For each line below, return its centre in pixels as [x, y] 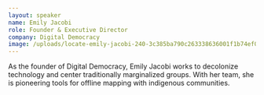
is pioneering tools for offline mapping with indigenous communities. [119, 83]
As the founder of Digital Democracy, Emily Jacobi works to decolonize [123, 66]
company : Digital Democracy [54, 37]
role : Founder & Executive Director [68, 30]
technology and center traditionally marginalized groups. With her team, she [131, 75]
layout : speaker [35, 15]
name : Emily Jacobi [40, 23]
